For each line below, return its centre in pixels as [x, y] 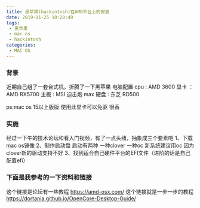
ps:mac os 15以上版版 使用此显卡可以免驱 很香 [63, 107]
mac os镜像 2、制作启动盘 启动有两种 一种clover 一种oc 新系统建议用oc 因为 [100, 146]
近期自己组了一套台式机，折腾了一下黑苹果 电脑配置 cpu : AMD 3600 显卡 [96, 87]
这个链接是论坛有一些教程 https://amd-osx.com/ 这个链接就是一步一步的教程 [100, 191]
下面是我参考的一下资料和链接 [49, 178]
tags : [13, 23]
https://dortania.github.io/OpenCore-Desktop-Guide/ [71, 198]
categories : [21, 45]
